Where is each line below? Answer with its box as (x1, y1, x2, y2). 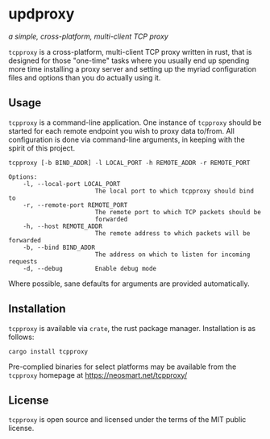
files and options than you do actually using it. (8, 72, 161, 82)
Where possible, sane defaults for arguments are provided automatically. (8, 279, 250, 288)
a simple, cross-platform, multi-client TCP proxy (8, 31, 169, 41)
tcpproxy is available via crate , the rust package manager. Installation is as (8, 323, 256, 333)
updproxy (8, 5, 75, 23)
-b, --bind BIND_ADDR (23, 243, 95, 251)
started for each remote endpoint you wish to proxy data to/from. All (8, 126, 235, 135)
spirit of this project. (8, 143, 75, 153)
